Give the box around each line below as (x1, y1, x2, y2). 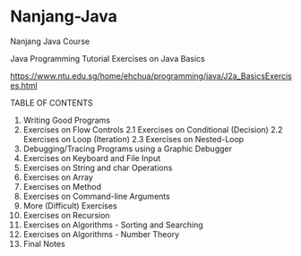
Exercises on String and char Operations (22, 162, 173, 173)
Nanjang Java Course (10, 36, 90, 47)
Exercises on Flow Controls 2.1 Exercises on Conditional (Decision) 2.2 (22, 124, 283, 135)
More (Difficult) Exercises (22, 200, 117, 211)
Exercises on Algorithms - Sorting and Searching (22, 219, 204, 230)
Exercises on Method (22, 181, 102, 192)
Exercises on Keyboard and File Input (22, 152, 161, 163)
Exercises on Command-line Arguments (22, 191, 171, 201)
